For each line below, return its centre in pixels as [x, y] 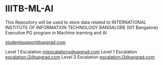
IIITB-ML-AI [29, 9]
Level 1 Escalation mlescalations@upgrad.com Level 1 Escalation [71, 52]
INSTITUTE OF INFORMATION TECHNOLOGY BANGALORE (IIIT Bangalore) [82, 27]
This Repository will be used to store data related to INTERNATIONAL [76, 22]
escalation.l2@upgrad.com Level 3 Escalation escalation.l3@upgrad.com [80, 57]
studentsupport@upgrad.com [36, 42]
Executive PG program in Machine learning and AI [56, 32]
